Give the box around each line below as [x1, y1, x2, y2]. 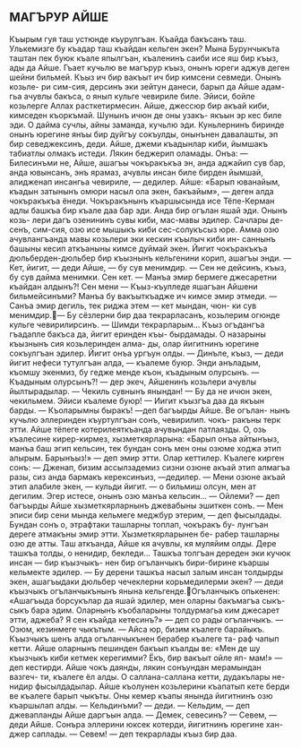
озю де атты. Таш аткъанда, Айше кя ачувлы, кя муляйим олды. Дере [9, 537, 277, 548]
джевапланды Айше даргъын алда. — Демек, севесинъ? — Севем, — [9, 709, 278, 720]
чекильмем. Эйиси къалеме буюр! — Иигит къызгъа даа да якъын [9, 395, 265, 406]
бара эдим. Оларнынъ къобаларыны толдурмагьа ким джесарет [30, 605, 280, 615]
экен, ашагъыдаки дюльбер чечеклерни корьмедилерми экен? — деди [9, 576, 284, 587]
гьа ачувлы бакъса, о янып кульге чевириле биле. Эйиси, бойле [9, 90, 255, 101]
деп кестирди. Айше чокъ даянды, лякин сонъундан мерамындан [9, 661, 262, 673]
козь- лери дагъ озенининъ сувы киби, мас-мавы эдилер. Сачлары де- [9, 214, 284, 225]
